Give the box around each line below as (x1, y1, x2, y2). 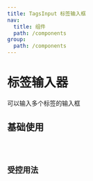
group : (7, 36, 26, 43)
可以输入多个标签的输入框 (7, 99, 81, 107)
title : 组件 (13, 23, 46, 30)
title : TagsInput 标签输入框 (7, 10, 87, 17)
